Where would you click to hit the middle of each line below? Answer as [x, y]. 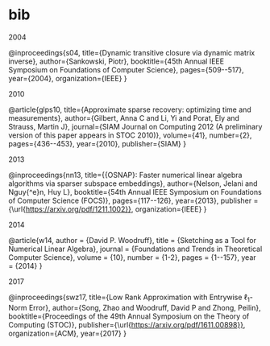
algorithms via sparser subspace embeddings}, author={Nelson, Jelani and [133, 183]
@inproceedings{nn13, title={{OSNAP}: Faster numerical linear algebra [125, 175]
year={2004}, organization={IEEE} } [68, 78]
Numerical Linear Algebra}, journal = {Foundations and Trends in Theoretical [135, 249]
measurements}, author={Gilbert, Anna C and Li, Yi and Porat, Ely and [124, 117]
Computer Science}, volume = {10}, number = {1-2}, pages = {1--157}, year [132, 257]
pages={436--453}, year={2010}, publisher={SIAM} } [98, 143]
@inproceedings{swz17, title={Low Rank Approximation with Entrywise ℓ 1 [129, 298]
